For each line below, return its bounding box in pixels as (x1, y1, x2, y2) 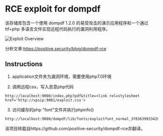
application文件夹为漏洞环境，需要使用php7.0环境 (12, 74, 112, 79)
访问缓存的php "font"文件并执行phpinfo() (12, 106, 94, 112)
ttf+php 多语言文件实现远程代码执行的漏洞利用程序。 (5, 26, 111, 32)
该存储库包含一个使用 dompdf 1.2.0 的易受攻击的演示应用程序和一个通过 (5, 20, 149, 26)
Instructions (5, 60, 43, 68)
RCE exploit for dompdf (5, 3, 101, 15)
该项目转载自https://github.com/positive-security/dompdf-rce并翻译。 (5, 125, 146, 131)
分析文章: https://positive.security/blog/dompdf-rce (5, 45, 107, 51)
